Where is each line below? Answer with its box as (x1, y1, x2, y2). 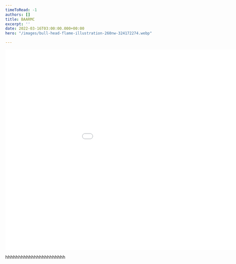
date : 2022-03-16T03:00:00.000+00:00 (5, 26, 85, 31)
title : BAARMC (5, 17, 35, 22)
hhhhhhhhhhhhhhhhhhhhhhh (5, 254, 66, 260)
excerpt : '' (5, 21, 30, 27)
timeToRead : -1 (5, 7, 37, 13)
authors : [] (5, 12, 30, 17)
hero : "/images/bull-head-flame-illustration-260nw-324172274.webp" (5, 31, 152, 36)
